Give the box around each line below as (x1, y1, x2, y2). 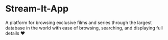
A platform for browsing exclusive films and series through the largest (5, 19, 152, 25)
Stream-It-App (5, 3, 69, 14)
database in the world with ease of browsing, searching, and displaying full (5, 24, 163, 30)
